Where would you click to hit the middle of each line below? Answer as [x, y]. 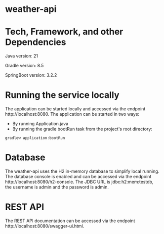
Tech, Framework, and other [64, 32]
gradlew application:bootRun [35, 138]
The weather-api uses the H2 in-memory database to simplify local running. [82, 171]
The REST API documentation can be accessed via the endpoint [70, 221]
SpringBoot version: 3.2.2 [31, 75]
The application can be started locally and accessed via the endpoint [75, 109]
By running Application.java [40, 124]
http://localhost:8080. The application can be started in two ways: [72, 114]
